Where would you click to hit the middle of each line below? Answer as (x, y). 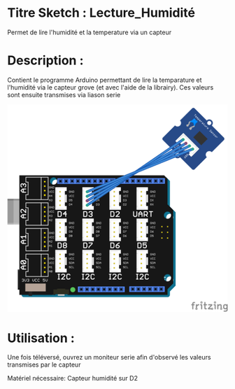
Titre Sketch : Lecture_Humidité (101, 13)
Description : (45, 61)
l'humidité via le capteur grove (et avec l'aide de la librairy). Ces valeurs (111, 87)
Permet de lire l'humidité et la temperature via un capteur (90, 32)
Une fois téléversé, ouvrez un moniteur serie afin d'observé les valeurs (109, 358)
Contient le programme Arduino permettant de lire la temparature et (105, 80)
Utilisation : (41, 338)
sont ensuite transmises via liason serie (64, 94)
